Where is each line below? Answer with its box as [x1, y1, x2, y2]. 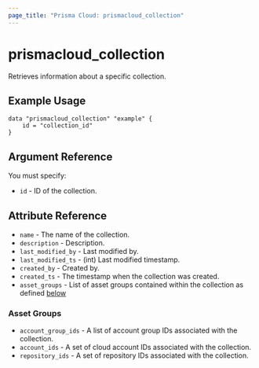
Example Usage [8, 94, 86, 107]
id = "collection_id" [22, 122, 93, 130]
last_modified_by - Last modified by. [19, 247, 139, 256]
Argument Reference [8, 150, 113, 164]
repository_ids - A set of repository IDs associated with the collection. [19, 351, 249, 360]
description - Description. [19, 238, 105, 248]
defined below [19, 289, 67, 297]
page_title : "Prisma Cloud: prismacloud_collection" [8, 11, 184, 20]
